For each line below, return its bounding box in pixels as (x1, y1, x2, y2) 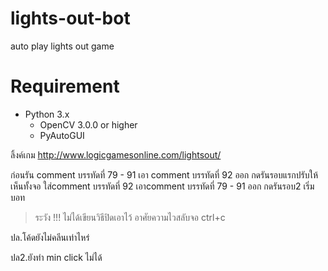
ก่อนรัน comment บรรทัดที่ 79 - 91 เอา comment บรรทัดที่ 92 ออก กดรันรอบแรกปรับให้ (10, 168, 319, 181)
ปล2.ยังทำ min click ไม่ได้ (10, 251, 103, 263)
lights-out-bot (10, 7, 131, 30)
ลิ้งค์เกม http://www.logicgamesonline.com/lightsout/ (10, 148, 222, 161)
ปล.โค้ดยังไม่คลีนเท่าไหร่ (10, 231, 90, 243)
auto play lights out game (10, 40, 115, 52)
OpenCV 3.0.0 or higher (39, 118, 138, 131)
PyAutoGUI (39, 129, 85, 141)
